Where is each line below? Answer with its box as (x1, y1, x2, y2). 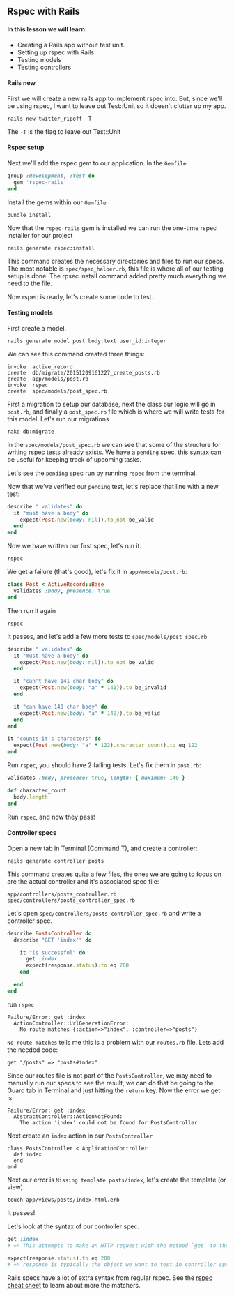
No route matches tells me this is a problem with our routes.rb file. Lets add (7, 1038, 224, 1046)
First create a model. (7, 324, 67, 332)
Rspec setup (7, 143, 45, 152)
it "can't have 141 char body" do (13, 678, 114, 685)
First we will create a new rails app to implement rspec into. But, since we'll (7, 94, 223, 103)
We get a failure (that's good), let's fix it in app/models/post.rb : (7, 568, 187, 576)
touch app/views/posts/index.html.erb (7, 1196, 120, 1203)
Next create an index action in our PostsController (7, 1131, 153, 1140)
